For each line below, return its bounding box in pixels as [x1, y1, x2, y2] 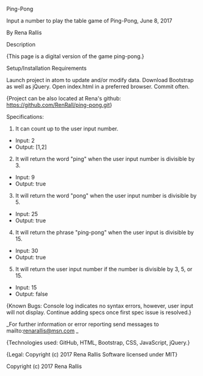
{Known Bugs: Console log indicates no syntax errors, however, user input [6, 303, 194, 309]
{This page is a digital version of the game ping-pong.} [6, 53, 145, 60]
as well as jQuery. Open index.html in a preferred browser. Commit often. [6, 83, 190, 90]
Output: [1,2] [15, 143, 47, 151]
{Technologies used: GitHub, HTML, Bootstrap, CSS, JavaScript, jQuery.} [6, 339, 190, 346]
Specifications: [6, 113, 44, 120]
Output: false [15, 290, 48, 298]
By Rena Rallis [6, 29, 42, 36]
